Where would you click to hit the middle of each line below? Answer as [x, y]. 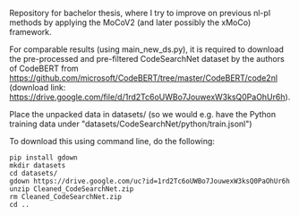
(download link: [38, 87]
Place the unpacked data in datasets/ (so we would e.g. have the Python [142, 114]
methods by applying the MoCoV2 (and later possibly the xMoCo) [130, 22]
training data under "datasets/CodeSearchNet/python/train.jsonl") [131, 124]
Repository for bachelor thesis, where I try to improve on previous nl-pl [140, 13]
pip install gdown [43, 158]
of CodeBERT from [44, 68]
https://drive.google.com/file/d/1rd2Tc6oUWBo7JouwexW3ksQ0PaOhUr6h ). [150, 97]
